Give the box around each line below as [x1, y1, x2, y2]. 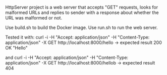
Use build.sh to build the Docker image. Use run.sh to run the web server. [5, 24, 158, 30]
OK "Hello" [5, 45, 28, 50]
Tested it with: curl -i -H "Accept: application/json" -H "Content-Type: [5, 34, 150, 40]
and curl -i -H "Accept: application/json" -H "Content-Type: [5, 54, 129, 60]
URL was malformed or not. [5, 15, 62, 20]
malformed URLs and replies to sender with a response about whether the [5, 9, 159, 15]
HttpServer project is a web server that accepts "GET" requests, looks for [5, 4, 158, 10]
